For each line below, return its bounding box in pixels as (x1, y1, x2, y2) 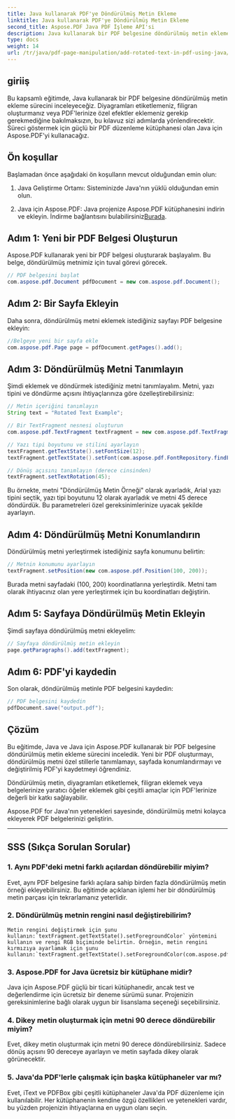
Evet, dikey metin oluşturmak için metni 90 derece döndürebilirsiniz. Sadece (7, 1040, 227, 1048)
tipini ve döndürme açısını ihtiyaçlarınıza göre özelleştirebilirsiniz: (7, 390, 194, 398)
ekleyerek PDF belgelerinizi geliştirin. (7, 814, 114, 823)
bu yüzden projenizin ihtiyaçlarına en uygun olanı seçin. (7, 1103, 168, 1111)
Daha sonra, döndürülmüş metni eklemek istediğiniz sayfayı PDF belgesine (7, 316, 222, 324)
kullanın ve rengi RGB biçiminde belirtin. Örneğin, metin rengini (7, 938, 208, 946)
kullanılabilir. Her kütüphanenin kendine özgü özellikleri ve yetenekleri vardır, (7, 1096, 227, 1104)
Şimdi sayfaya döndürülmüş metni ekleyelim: (7, 626, 136, 635)
